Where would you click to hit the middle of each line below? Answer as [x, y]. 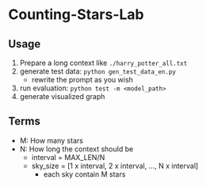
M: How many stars [51, 140]
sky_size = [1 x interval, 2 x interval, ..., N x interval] [115, 166]
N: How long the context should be [76, 149]
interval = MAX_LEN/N [68, 157]
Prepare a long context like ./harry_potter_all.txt [103, 63]
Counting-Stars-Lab [76, 15]
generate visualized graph [62, 96]
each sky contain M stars [84, 174]
